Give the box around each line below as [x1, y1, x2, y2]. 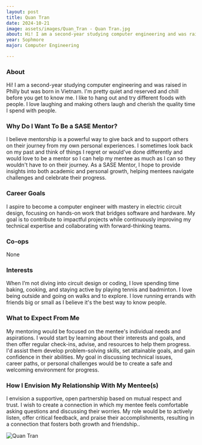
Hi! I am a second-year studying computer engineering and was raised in [6, 81, 187, 89]
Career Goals [6, 189, 46, 198]
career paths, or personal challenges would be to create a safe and [6, 359, 173, 367]
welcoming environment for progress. [6, 366, 99, 373]
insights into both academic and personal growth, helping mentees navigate [6, 168, 194, 175]
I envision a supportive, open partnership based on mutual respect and [6, 394, 182, 402]
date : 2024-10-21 [6, 20, 50, 26]
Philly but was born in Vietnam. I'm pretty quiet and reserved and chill [6, 88, 179, 95]
